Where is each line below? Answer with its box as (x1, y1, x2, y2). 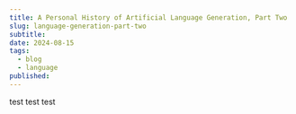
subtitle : (9, 30, 47, 39)
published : (9, 72, 50, 81)
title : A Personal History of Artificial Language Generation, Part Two (9, 13, 288, 22)
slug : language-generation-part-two (9, 22, 147, 31)
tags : (9, 47, 30, 56)
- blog (17, 55, 42, 64)
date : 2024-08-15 (9, 38, 75, 48)
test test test (9, 96, 56, 107)
